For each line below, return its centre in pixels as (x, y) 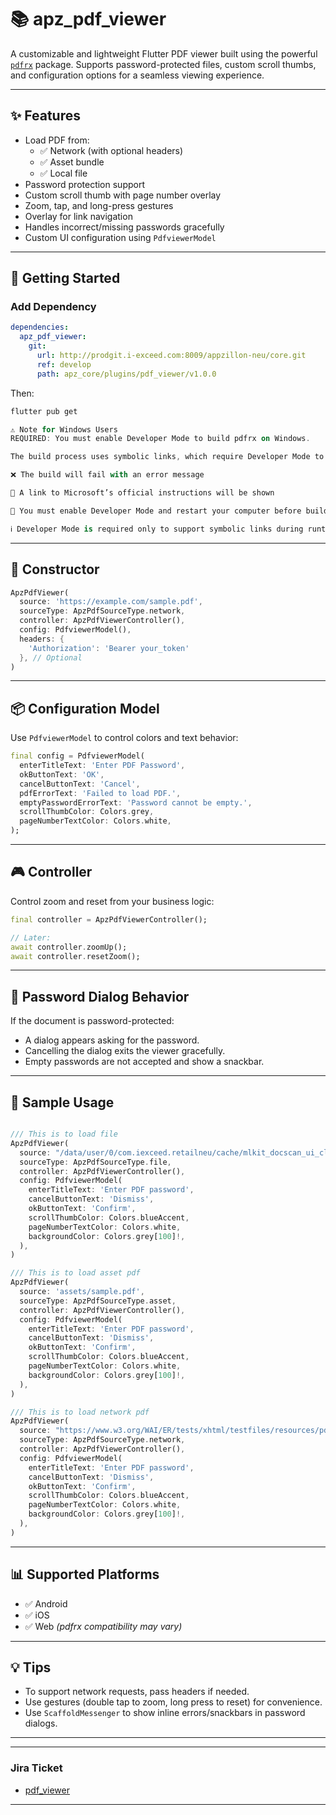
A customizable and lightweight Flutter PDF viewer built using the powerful (164, 53)
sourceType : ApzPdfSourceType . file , (95, 1162)
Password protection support (84, 184)
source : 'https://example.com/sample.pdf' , (111, 602)
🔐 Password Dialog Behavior (100, 996)
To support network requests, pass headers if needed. (137, 1692)
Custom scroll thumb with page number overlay (123, 195)
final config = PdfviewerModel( (77, 756)
